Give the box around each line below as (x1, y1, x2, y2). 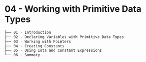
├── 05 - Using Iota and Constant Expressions (4, 48, 102, 53)
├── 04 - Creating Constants (4, 43, 65, 48)
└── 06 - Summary (4, 53, 40, 58)
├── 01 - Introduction (4, 30, 51, 35)
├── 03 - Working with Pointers (4, 39, 71, 44)
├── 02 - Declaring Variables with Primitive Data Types (4, 34, 124, 40)
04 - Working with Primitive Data (4, 3, 142, 15)
